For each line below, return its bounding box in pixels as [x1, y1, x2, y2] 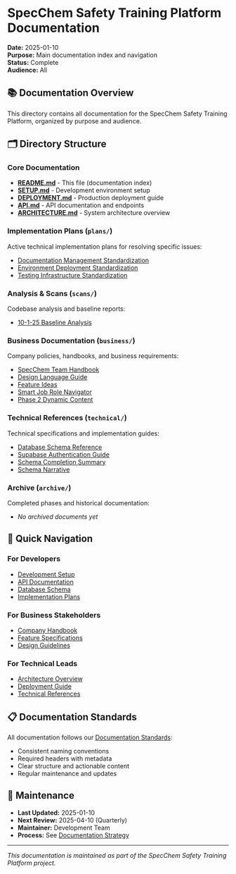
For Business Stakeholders [7, 610, 101, 620]
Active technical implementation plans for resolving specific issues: [7, 242, 202, 251]
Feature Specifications [17, 633, 83, 642]
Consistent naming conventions [17, 747, 110, 756]
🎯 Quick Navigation [7, 533, 93, 545]
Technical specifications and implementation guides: [7, 429, 160, 438]
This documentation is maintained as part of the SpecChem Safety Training [7, 851, 227, 859]
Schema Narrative [17, 465, 70, 474]
